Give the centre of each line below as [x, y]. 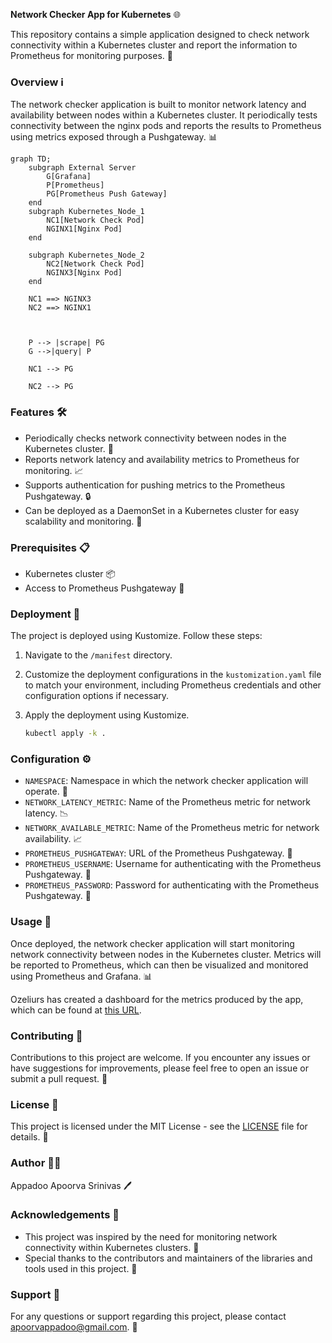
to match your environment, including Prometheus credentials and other [173, 685]
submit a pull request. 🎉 [59, 1078]
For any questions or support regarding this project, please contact [148, 1316]
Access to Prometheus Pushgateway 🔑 [104, 588]
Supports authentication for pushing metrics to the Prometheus [155, 485]
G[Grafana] [69, 177]
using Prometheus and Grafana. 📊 [81, 976]
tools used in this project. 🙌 [81, 1268]
